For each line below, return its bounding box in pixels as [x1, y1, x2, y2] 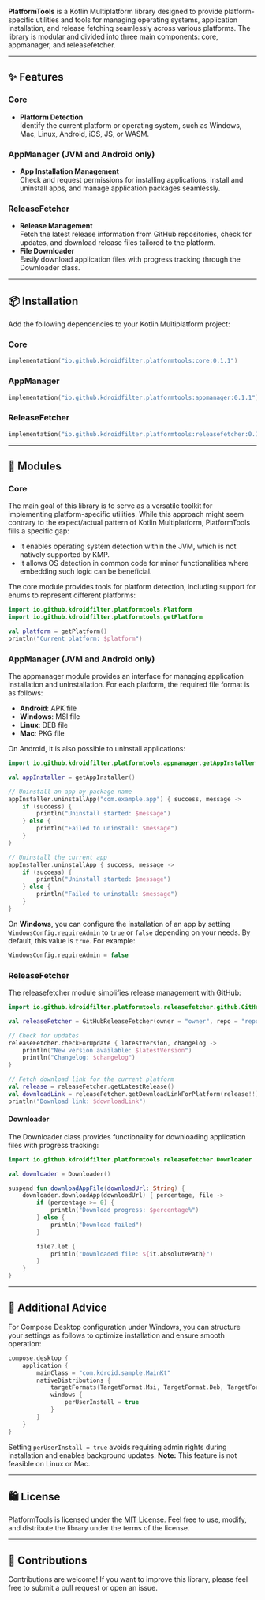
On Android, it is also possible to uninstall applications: [8, 744, 186, 754]
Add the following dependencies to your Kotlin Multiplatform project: [8, 319, 230, 329]
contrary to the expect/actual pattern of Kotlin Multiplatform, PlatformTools [8, 518, 251, 528]
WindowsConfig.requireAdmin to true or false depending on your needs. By [8, 928, 251, 937]
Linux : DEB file [19, 721, 69, 730]
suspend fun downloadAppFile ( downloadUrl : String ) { [8, 1184, 185, 1192]
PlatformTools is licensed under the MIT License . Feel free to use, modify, [8, 1515, 247, 1524]
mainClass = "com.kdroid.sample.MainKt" [36, 1368, 171, 1377]
